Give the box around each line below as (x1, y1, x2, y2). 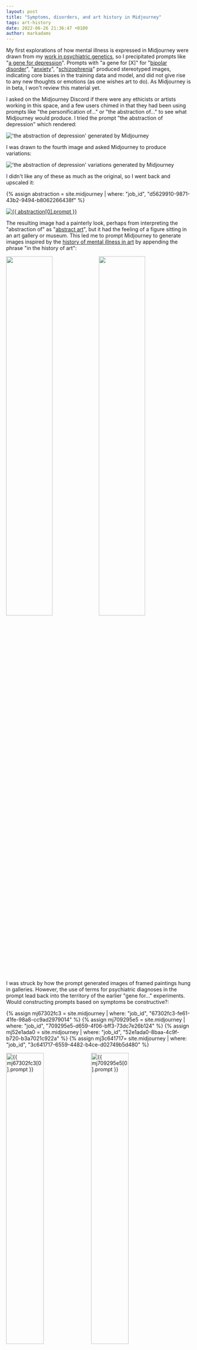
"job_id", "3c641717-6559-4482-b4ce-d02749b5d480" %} (6, 1041, 149, 1048)
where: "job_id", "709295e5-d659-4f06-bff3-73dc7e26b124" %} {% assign (6, 1022, 189, 1029)
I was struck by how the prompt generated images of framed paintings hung (6, 980, 191, 987)
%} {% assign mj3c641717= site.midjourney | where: (61, 1035, 187, 1042)
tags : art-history (6, 19, 51, 25)
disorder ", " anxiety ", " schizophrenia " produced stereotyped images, (6, 65, 172, 73)
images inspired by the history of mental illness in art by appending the (6, 238, 178, 245)
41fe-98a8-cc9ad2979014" (6, 1016, 72, 1023)
